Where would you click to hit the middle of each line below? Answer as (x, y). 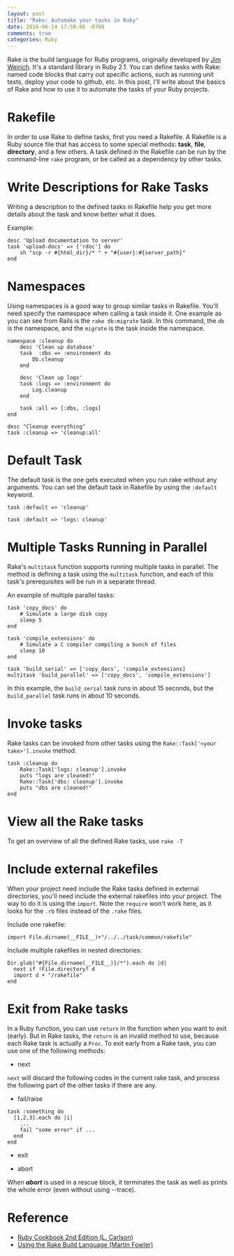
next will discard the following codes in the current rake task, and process (114, 1078)
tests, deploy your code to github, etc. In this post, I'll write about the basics (116, 82)
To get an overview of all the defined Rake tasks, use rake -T (95, 841)
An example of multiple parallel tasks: (61, 595)
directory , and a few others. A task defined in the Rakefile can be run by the (117, 152)
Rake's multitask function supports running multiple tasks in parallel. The (113, 566)
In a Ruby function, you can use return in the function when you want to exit (117, 1028)
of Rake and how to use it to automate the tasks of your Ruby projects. (108, 89)
